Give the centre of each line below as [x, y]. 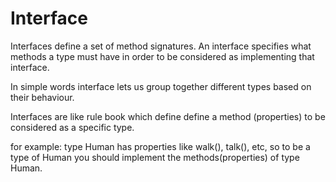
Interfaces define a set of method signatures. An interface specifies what [161, 46]
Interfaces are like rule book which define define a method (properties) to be [168, 116]
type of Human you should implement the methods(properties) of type [155, 157]
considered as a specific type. [72, 127]
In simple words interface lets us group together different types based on [161, 86]
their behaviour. [42, 97]
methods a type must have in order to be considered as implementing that [162, 56]
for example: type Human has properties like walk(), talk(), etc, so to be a [160, 146]
